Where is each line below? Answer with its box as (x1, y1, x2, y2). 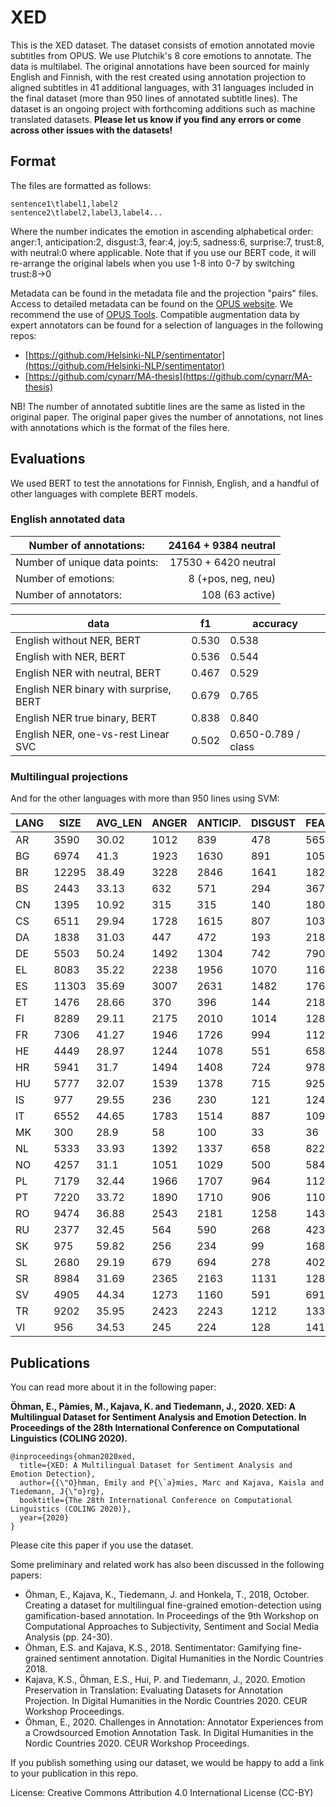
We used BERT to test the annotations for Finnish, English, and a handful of (10, 477, 320, 489)
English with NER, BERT (15, 649, 127, 663)
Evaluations (10, 451, 86, 468)
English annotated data (10, 512, 126, 526)
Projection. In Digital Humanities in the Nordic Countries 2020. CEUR (24, 1694, 308, 1706)
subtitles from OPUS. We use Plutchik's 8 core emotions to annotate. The (10, 49, 312, 61)
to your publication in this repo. (10, 1767, 139, 1779)
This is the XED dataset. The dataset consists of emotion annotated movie (10, 39, 315, 51)
